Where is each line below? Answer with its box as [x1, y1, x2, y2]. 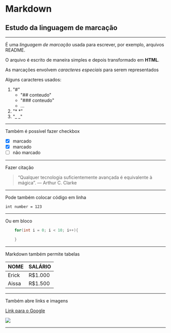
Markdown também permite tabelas [5, 251, 80, 257]
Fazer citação [5, 164, 34, 171]
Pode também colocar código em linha [5, 195, 87, 201]
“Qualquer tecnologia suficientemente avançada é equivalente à [17, 174, 153, 181]
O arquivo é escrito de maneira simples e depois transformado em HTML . [5, 57, 159, 63]
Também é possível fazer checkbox [5, 128, 80, 134]
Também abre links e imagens [5, 297, 68, 303]
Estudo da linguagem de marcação [5, 23, 118, 32]
